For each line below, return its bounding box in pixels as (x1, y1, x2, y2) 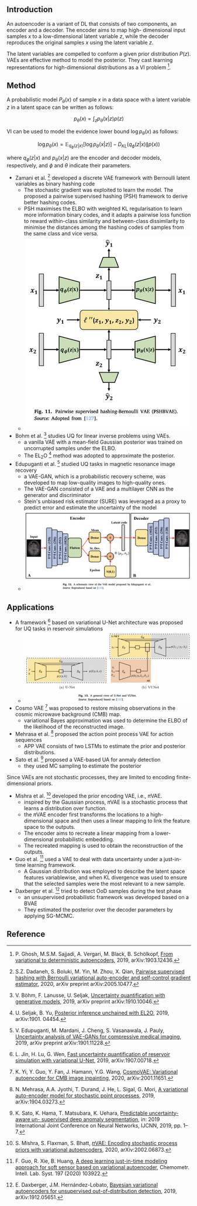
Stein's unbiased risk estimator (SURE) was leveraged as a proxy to (23, 498, 186, 505)
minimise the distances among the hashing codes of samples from (23, 224, 184, 231)
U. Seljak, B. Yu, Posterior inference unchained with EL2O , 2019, (15, 1009, 170, 1016)
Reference (6, 929, 46, 939)
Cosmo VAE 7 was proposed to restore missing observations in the (15, 703, 176, 711)
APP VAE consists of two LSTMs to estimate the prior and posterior (23, 743, 186, 750)
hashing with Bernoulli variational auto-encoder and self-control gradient (15, 974, 191, 981)
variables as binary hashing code (15, 180, 95, 187)
